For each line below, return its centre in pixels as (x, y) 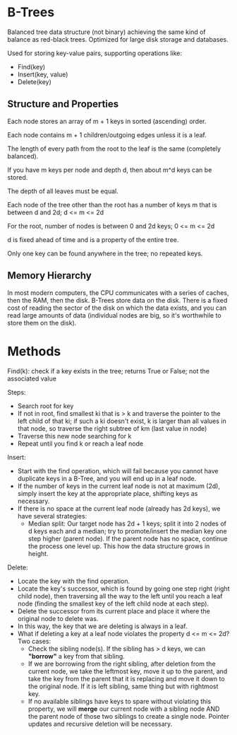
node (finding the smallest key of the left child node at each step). (113, 603)
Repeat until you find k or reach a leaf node (80, 444)
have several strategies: (52, 516)
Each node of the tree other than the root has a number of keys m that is (112, 204)
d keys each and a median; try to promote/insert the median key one (127, 531)
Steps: (17, 392)
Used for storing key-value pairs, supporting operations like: (95, 53)
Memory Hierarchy (49, 276)
